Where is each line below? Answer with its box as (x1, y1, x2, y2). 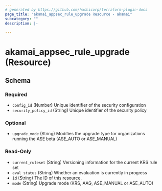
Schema (5, 76, 31, 85)
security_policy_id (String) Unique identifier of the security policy (12, 107, 147, 113)
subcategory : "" (5, 16, 38, 21)
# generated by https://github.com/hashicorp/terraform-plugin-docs (5, 7, 148, 12)
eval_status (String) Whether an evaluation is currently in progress (12, 169, 148, 175)
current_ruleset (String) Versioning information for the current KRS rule (12, 159, 158, 165)
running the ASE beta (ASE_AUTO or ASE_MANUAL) (12, 136, 117, 142)
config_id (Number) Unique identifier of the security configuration (12, 102, 146, 108)
